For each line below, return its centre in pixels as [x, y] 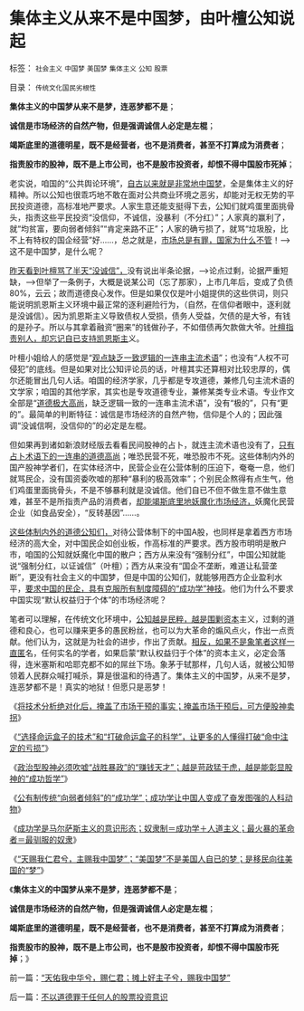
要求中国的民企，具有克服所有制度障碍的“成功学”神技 [124, 588]
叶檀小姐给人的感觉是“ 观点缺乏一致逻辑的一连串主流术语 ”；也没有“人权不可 [149, 358]
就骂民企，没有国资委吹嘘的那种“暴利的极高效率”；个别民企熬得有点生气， [148, 478]
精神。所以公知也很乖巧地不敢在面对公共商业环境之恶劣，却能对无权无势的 [148, 195]
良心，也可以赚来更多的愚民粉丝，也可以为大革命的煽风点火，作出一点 [156, 630]
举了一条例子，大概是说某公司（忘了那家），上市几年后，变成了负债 [169, 281]
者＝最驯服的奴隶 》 [45, 839]
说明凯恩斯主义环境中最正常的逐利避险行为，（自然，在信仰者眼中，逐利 [150, 304]
